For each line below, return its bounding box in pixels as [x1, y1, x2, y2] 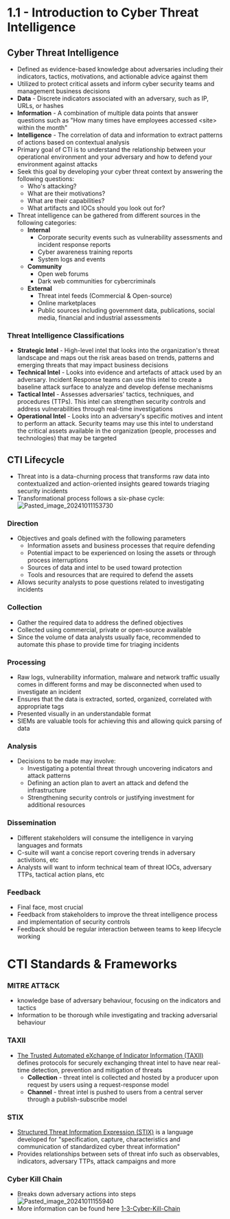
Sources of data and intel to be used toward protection [27, 563, 182, 572]
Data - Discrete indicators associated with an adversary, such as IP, [16, 94, 209, 103]
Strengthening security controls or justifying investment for [27, 793, 195, 802]
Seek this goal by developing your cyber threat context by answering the [16, 167, 223, 175]
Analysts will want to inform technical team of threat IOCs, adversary [16, 863, 211, 871]
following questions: [16, 175, 74, 183]
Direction [7, 519, 39, 528]
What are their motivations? [27, 189, 106, 197]
